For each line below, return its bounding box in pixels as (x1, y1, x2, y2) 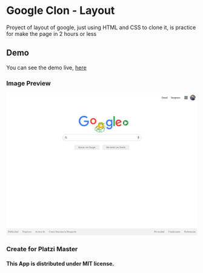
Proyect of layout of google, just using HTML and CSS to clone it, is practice (6, 24, 196, 31)
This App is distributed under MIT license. (6, 260, 115, 267)
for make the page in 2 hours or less (6, 30, 97, 37)
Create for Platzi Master (6, 245, 78, 254)
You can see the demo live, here (6, 64, 87, 71)
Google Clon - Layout (6, 4, 115, 18)
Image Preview (6, 79, 51, 87)
